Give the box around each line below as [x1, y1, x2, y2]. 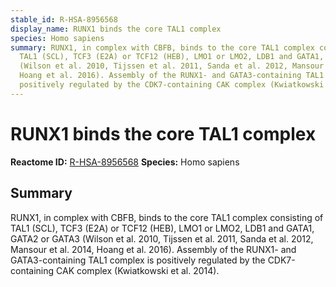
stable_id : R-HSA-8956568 [10, 14, 118, 25]
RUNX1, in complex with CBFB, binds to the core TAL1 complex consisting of [10, 211, 324, 223]
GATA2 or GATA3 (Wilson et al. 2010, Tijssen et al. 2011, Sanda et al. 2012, [10, 232, 314, 245]
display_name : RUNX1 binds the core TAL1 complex [10, 24, 222, 34]
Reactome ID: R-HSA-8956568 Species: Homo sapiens [10, 156, 240, 168]
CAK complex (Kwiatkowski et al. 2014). [56, 264, 220, 276]
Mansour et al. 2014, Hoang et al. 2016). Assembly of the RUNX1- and [10, 243, 297, 255]
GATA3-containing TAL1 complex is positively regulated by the [10, 254, 266, 266]
